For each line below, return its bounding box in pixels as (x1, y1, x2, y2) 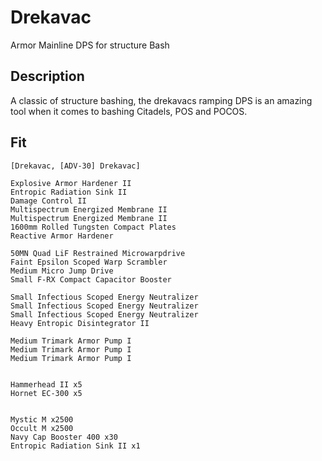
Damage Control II (10, 196, 87, 206)
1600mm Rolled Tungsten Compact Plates (10, 222, 177, 232)
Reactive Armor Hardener (10, 231, 114, 241)
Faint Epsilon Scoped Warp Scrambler (10, 257, 168, 267)
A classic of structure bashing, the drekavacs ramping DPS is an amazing (10, 94, 313, 106)
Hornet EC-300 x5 (10, 388, 83, 398)
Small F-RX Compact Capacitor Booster (10, 274, 172, 285)
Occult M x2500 (10, 423, 74, 433)
